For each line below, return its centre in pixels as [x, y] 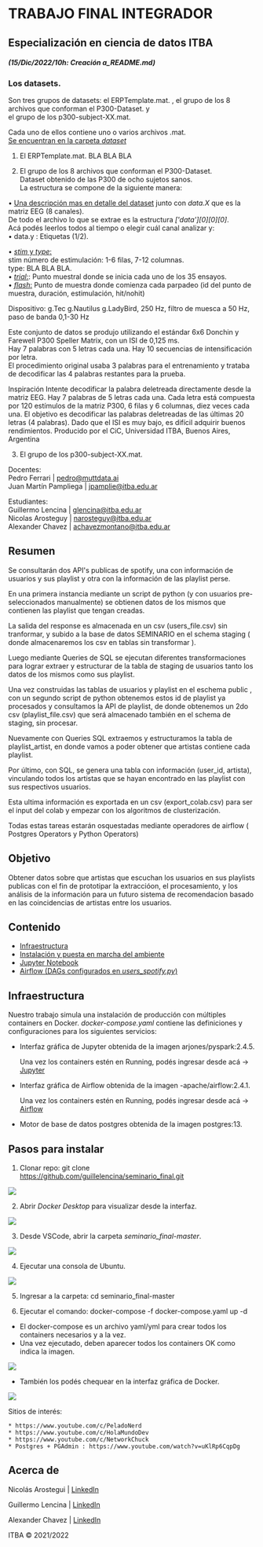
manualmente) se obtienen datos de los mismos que [141, 602]
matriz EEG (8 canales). [46, 211]
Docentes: [25, 469]
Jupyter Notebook [49, 962]
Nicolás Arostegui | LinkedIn [54, 1489]
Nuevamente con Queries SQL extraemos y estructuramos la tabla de [121, 738]
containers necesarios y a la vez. [73, 1334]
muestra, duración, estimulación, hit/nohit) [77, 293]
